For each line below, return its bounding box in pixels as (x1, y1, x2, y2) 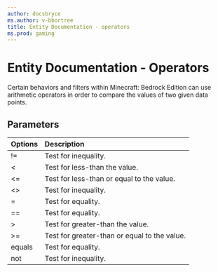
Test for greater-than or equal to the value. (44, 231, 186, 240)
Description (44, 140, 85, 149)
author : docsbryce (7, 10, 61, 18)
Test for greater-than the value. (44, 219, 149, 229)
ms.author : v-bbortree (7, 17, 74, 24)
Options (11, 140, 39, 149)
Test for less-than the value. (44, 163, 139, 172)
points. (7, 98, 27, 107)
